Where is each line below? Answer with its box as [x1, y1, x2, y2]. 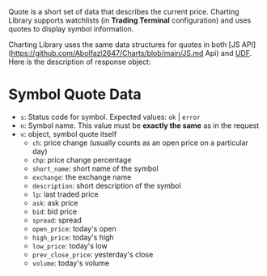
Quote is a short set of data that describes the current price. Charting [8, 7, 240, 16]
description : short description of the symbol [32, 180, 181, 190]
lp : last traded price [32, 189, 99, 199]
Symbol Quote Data [8, 85, 142, 104]
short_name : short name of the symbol [32, 163, 159, 173]
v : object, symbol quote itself [19, 129, 117, 138]
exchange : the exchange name [32, 172, 132, 181]
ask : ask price [32, 197, 78, 207]
